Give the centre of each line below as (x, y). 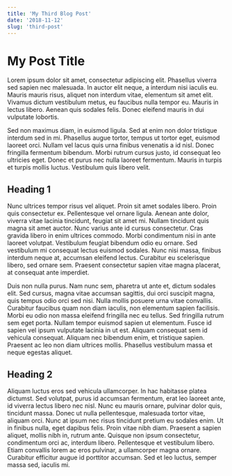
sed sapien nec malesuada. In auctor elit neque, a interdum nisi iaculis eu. (113, 88)
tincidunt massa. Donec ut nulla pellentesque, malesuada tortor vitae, (106, 413)
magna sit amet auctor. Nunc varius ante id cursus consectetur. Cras (105, 228)
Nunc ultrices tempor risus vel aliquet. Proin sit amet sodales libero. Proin (112, 206)
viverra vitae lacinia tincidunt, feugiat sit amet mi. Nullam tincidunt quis (108, 221)
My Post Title (46, 61)
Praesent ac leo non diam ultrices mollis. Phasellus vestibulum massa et (110, 345)
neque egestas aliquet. (40, 352)
